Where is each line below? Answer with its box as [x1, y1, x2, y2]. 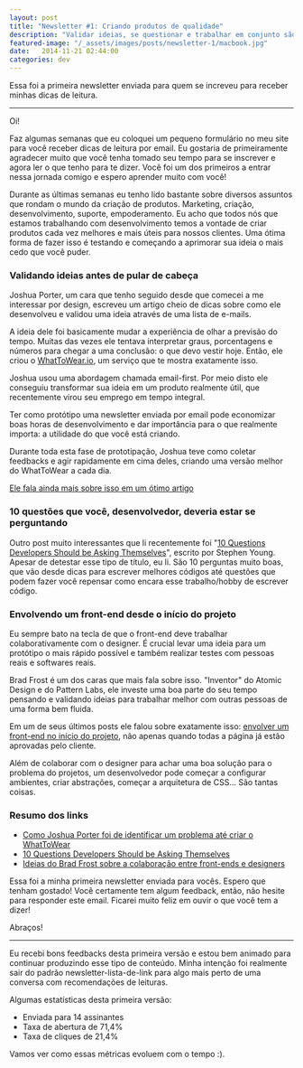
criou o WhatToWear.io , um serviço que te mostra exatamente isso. [9, 355, 259, 366]
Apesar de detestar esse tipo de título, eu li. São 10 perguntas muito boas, [9, 557, 284, 567]
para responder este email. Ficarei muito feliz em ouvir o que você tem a [9, 895, 279, 906]
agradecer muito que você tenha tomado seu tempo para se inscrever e [9, 153, 277, 163]
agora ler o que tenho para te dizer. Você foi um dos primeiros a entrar [9, 162, 271, 173]
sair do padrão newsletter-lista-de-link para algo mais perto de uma [9, 968, 262, 979]
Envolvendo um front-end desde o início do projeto [9, 607, 237, 620]
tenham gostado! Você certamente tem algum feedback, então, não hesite [9, 885, 286, 896]
